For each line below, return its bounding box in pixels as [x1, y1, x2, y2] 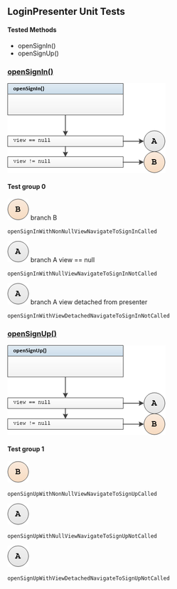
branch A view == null [30, 256, 95, 264]
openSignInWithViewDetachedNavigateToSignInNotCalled [7, 313, 171, 320]
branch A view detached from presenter [30, 298, 148, 306]
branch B [30, 213, 58, 222]
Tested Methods [7, 25, 57, 34]
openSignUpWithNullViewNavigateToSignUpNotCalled [7, 532, 158, 539]
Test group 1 [7, 444, 45, 453]
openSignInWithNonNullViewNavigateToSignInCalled [7, 228, 158, 235]
